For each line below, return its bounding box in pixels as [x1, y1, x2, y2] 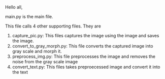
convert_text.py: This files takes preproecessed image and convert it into [12, 64, 161, 70]
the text [12, 69, 28, 75]
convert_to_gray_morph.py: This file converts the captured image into [12, 43, 154, 49]
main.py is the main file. [5, 14, 53, 19]
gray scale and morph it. [12, 49, 62, 54]
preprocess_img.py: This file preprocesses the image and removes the [12, 53, 156, 59]
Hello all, [5, 4, 23, 10]
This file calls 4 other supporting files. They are [5, 23, 101, 29]
